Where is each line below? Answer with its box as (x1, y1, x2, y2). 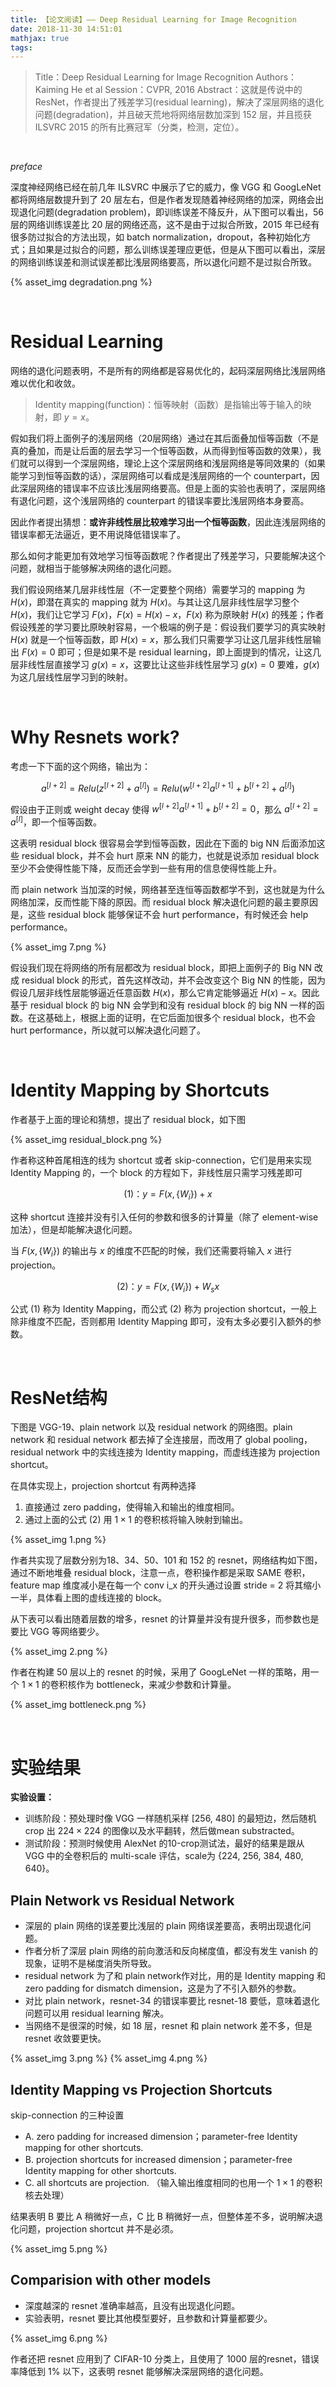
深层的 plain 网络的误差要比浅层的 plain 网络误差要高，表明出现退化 (24, 1920, 303, 1932)
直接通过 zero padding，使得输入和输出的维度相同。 (24, 1501, 240, 1513)
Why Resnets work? (10, 726, 180, 749)
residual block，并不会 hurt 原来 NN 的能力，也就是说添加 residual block (21, 850, 320, 862)
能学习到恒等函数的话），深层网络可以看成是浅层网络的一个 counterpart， (10, 470, 312, 482)
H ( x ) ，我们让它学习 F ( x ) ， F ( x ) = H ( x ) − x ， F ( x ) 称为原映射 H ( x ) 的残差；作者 (10, 609, 325, 621)
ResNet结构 (10, 1386, 108, 1409)
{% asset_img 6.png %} (10, 2332, 108, 2344)
